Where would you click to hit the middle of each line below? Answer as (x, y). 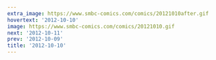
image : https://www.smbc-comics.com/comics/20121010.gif (91, 26)
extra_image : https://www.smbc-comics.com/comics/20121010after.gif (108, 13)
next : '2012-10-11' (35, 33)
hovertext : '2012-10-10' (43, 20)
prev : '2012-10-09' (35, 39)
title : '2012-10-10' (37, 46)
